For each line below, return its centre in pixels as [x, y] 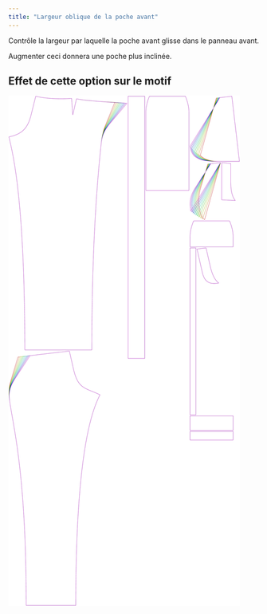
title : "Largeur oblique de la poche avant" [83, 17]
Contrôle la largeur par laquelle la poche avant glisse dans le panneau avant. [134, 41]
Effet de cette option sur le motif [90, 81]
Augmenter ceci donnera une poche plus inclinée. [90, 56]
